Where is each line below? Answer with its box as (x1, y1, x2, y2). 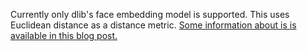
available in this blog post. (10, 30, 118, 41)
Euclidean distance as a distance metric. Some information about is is (10, 19, 297, 31)
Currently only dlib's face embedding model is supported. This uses (10, 9, 290, 20)
